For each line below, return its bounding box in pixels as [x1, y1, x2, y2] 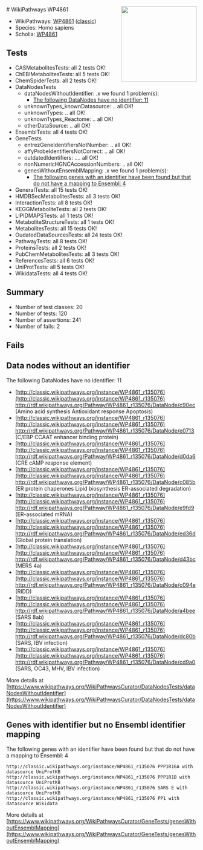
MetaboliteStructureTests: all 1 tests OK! [14, 218, 114, 226]
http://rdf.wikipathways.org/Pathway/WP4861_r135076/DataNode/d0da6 [14, 453, 196, 460]
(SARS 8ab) [14, 613, 44, 621]
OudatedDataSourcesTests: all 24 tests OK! [14, 231, 123, 238]
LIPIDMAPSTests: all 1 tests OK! [14, 212, 94, 219]
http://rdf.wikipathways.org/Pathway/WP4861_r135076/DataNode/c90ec [14, 401, 196, 408]
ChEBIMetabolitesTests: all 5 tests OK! [14, 70, 110, 77]
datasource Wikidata [6, 800, 59, 806]
